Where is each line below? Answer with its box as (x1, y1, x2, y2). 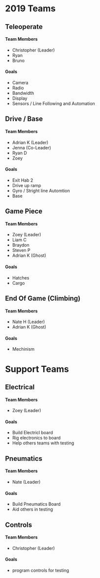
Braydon (12, 242, 29, 248)
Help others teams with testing (12, 440, 75, 446)
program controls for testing (12, 567, 70, 573)
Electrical (5, 383, 35, 391)
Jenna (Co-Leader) (12, 144, 51, 150)
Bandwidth (12, 90, 34, 96)
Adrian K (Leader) (12, 139, 49, 145)
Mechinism (12, 346, 35, 352)
